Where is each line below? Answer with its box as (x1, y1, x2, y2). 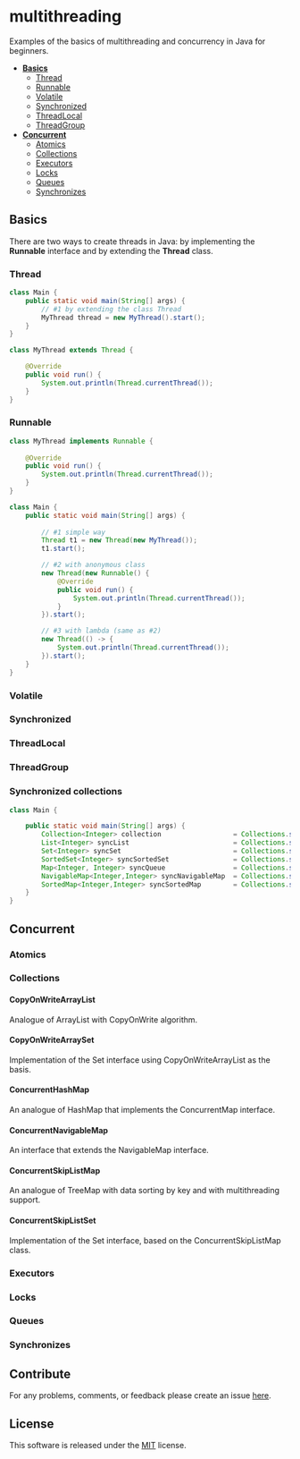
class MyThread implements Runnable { (9, 437, 154, 445)
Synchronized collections (9, 785, 123, 798)
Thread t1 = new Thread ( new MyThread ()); (41, 536, 198, 545)
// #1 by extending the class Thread (41, 304, 181, 314)
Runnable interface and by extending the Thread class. (9, 245, 214, 256)
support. (9, 1194, 41, 1205)
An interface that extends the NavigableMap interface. (9, 1145, 210, 1156)
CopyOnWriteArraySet (9, 1035, 95, 1046)
